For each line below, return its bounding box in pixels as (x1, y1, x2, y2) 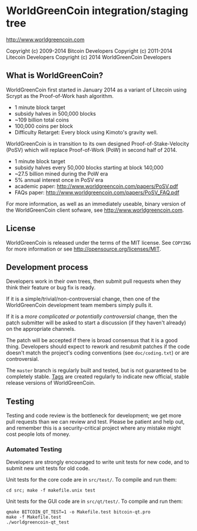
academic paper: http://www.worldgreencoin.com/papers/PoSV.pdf (14, 182, 179, 190)
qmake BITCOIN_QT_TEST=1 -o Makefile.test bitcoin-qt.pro (6, 509, 151, 515)
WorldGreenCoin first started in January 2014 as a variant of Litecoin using (6, 86, 187, 93)
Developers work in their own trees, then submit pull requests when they (6, 278, 182, 285)
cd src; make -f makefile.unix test (6, 488, 96, 493)
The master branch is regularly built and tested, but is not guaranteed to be (6, 367, 186, 374)
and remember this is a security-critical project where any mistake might (6, 424, 181, 432)
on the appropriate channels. (6, 326, 76, 333)
